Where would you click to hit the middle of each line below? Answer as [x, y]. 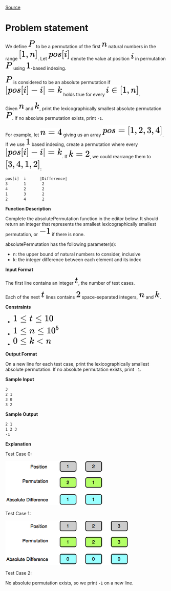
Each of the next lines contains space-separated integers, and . [83, 297]
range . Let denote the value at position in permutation [86, 58]
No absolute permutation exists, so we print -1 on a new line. [69, 583]
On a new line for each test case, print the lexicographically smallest [77, 364]
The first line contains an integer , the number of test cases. [70, 283]
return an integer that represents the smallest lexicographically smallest [81, 224]
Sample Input [20, 379]
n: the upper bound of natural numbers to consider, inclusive [77, 254]
